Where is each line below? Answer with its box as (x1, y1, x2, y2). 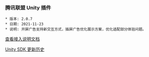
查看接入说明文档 (5, 36, 40, 42)
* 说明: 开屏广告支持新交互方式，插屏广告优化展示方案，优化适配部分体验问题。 (5, 27, 147, 32)
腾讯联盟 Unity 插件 (5, 4, 51, 11)
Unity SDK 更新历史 (5, 46, 45, 52)
